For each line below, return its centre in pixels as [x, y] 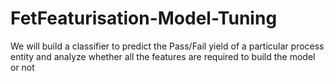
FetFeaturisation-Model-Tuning [144, 18]
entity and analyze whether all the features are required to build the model [163, 56]
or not [22, 67]
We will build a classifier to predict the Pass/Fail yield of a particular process [167, 46]
